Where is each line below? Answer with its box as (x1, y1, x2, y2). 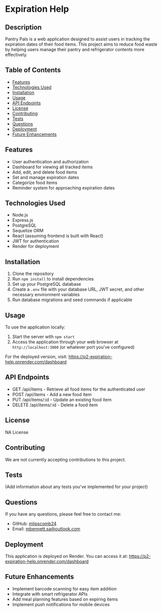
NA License (5, 429, 28, 435)
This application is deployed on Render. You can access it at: (5, 553, 128, 559)
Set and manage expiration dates (12, 174, 80, 180)
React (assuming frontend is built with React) (12, 233, 104, 239)
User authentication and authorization (12, 158, 89, 164)
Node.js (12, 212, 28, 218)
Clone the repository (12, 271, 54, 276)
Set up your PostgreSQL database (12, 281, 81, 287)
